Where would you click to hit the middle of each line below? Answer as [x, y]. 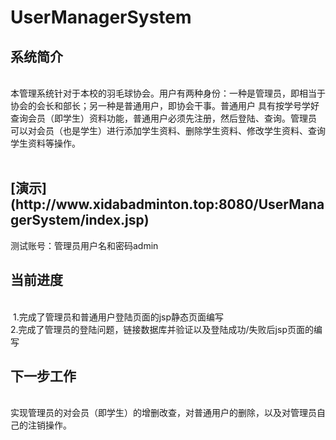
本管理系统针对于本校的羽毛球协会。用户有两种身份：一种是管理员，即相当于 [168, 93]
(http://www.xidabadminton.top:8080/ [134, 204]
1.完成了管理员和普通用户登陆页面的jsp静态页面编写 [118, 317]
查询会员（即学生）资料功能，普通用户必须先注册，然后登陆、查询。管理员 [163, 118]
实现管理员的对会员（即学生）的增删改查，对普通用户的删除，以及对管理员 [163, 413]
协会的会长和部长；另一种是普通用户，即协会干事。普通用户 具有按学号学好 [165, 105]
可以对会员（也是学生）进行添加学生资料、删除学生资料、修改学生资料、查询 [168, 130]
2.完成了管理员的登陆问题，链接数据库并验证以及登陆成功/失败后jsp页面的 [162, 329]
